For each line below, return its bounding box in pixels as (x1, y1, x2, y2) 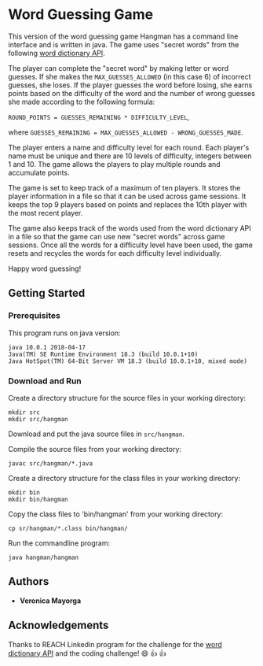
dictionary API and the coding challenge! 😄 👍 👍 (8, 648, 166, 658)
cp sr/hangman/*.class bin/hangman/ (8, 524, 128, 532)
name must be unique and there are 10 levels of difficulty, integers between (8, 151, 253, 161)
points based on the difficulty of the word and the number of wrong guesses (8, 88, 255, 98)
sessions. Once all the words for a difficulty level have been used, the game (8, 240, 254, 250)
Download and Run (8, 376, 82, 387)
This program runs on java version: (8, 328, 121, 338)
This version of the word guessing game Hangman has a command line (8, 31, 239, 41)
